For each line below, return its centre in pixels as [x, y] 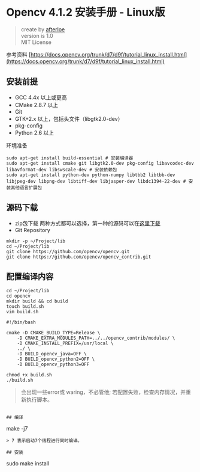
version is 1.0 [37, 35]
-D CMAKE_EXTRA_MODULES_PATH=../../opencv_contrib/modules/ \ [96, 338]
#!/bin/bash [21, 322]
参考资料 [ [19, 54]
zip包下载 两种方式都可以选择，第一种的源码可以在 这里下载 [87, 223]
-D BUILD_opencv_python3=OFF [53, 364]
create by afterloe [43, 29]
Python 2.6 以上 [34, 132]
